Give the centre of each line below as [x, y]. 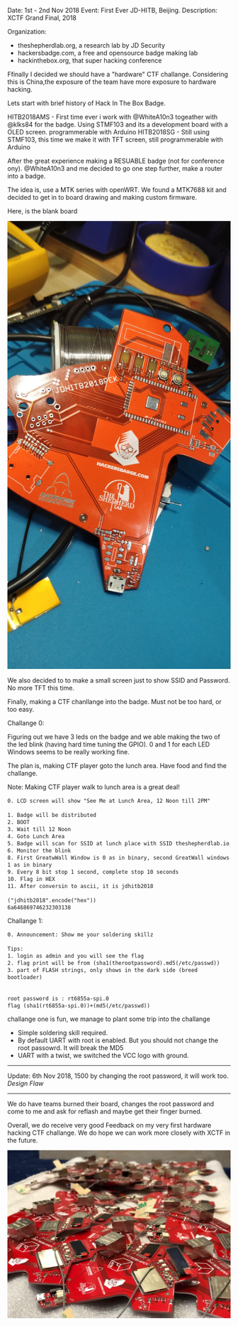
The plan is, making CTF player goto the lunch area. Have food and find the [117, 766]
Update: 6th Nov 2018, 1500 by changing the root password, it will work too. [118, 1076]
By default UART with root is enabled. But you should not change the [118, 1040]
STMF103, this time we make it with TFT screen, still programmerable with [115, 139]
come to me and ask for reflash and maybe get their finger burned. [105, 1111]
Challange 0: [26, 723]
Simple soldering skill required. [63, 1033]
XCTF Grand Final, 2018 [42, 18]
